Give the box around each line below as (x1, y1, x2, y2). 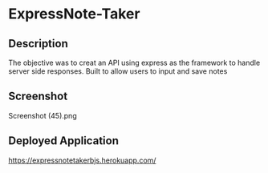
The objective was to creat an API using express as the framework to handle (8, 58, 261, 67)
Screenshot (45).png (8, 111, 78, 120)
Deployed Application (8, 134, 119, 148)
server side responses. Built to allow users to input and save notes (8, 66, 228, 76)
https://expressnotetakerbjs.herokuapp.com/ (8, 155, 156, 165)
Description (8, 37, 68, 50)
